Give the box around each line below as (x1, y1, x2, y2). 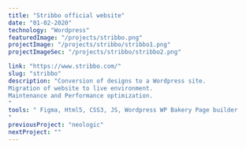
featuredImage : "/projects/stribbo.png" (8, 33, 143, 42)
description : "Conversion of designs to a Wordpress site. (8, 76, 207, 85)
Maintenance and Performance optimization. (8, 91, 154, 99)
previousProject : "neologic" (8, 121, 104, 129)
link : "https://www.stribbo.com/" (8, 62, 122, 71)
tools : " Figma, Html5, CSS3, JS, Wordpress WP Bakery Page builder (8, 106, 238, 114)
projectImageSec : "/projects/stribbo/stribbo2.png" (8, 48, 181, 56)
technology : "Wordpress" (8, 26, 90, 34)
